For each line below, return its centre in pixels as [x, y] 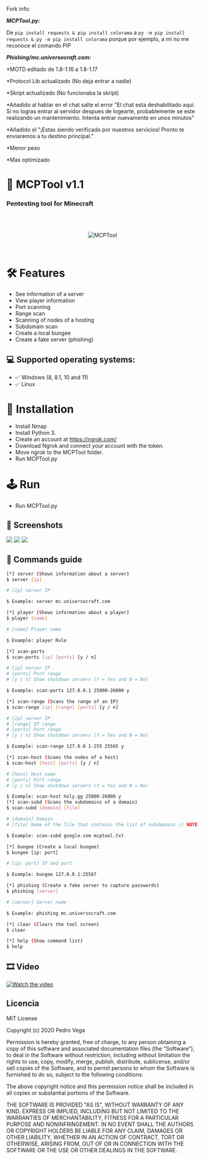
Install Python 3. [35, 433]
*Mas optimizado [28, 160]
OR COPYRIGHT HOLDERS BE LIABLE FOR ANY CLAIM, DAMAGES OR [95, 1130]
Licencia [23, 1003]
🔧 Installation [40, 409]
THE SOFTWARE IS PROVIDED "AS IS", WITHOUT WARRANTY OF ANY [95, 1105]
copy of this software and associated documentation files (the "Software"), [101, 1048]
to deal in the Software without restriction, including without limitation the [98, 1055]
